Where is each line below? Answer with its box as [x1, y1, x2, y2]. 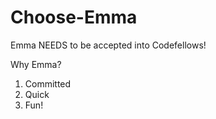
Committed [24, 77, 72, 90]
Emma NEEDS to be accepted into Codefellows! [10, 39, 207, 51]
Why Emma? [10, 58, 62, 70]
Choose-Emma [10, 6, 138, 29]
